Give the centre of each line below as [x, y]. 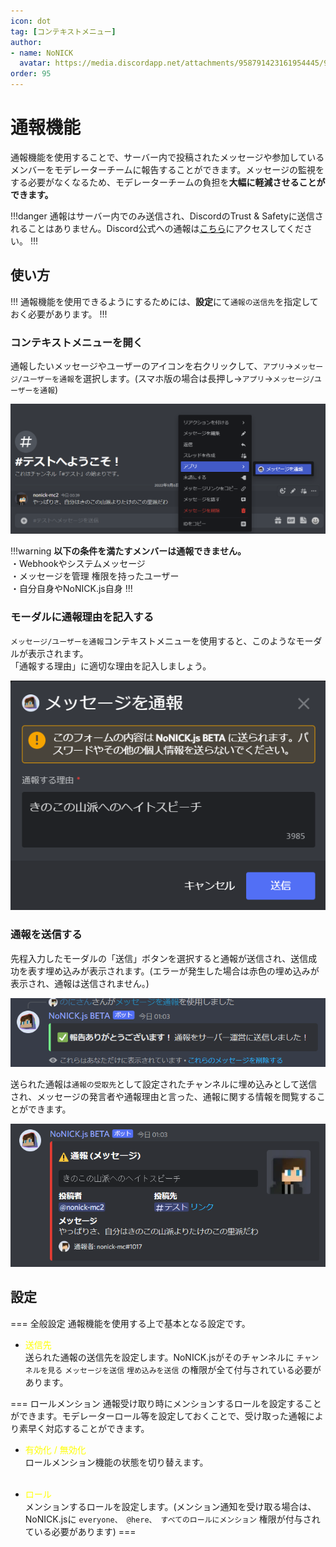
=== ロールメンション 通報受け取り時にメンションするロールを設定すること [166, 1403]
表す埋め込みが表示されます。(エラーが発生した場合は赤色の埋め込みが [173, 971]
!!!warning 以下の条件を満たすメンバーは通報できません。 [128, 551]
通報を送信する [46, 935]
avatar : [35, 63]
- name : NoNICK [42, 53]
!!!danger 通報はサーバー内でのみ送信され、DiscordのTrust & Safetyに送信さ [167, 216]
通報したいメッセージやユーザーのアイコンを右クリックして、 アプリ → [152, 366]
